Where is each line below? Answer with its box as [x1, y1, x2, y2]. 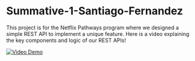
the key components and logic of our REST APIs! [6, 36, 126, 44]
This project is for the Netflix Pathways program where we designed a [6, 24, 179, 31]
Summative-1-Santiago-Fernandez [6, 4, 184, 18]
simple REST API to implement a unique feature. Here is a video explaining [6, 30, 190, 37]
